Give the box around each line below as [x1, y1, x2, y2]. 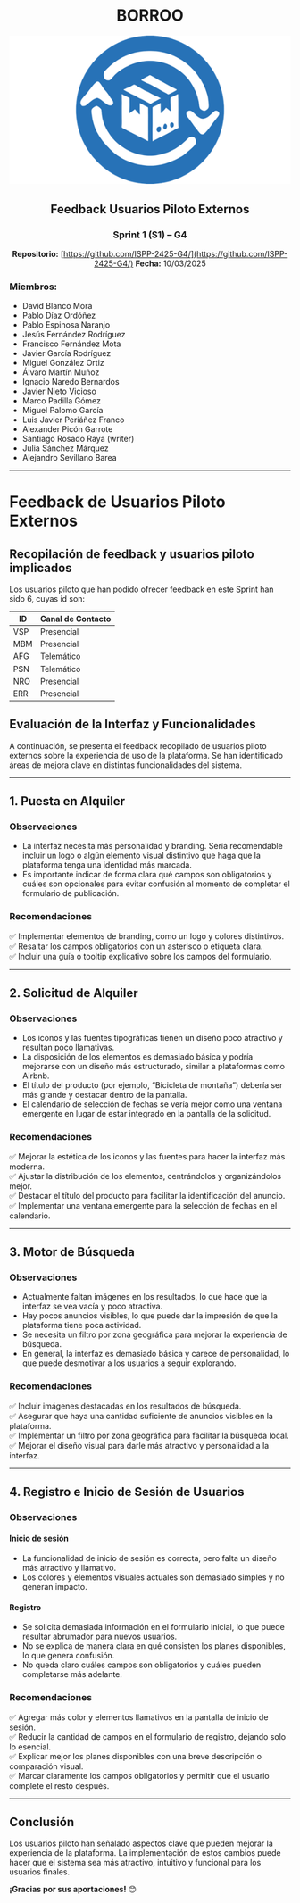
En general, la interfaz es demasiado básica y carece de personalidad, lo [21, 1349, 290, 1359]
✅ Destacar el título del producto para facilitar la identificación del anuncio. [9, 1190, 286, 1201]
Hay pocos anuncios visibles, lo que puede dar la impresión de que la [21, 1310, 279, 1321]
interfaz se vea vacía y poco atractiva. [21, 1301, 163, 1312]
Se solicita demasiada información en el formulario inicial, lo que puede [21, 1622, 286, 1633]
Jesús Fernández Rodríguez [21, 329, 127, 340]
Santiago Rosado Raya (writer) [21, 434, 135, 445]
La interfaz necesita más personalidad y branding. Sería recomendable [21, 841, 283, 852]
